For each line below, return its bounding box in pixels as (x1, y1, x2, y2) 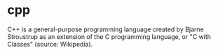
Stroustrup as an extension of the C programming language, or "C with (7, 32, 212, 40)
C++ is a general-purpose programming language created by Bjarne (7, 25, 205, 33)
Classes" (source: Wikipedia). (7, 40, 93, 48)
